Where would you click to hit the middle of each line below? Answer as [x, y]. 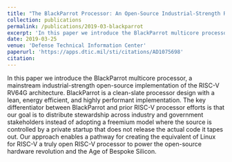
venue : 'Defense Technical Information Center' [77, 45]
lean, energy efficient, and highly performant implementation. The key [106, 100]
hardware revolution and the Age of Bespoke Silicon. [82, 151]
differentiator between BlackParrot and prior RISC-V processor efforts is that [116, 107]
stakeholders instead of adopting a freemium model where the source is [109, 122]
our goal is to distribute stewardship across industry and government [105, 114]
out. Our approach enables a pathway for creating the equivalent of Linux [112, 136]
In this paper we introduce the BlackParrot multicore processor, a [100, 78]
